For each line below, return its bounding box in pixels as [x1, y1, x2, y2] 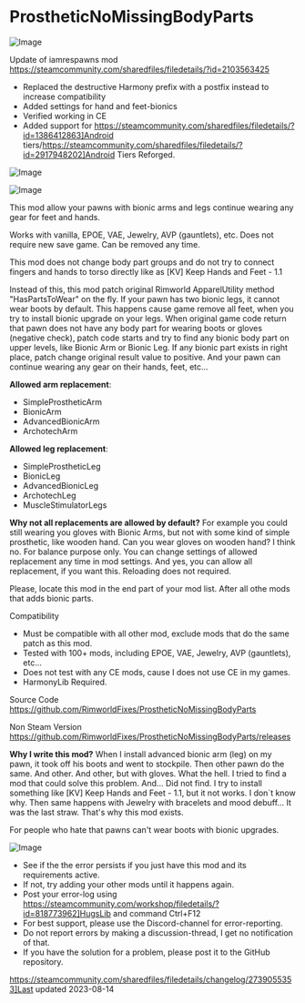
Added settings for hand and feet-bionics [22, 100, 178, 111]
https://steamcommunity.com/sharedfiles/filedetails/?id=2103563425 [9, 64, 270, 75]
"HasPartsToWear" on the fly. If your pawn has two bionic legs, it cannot [9, 293, 280, 304]
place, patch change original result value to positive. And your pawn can [9, 351, 280, 362]
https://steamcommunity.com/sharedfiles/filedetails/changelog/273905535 [9, 974, 292, 985]
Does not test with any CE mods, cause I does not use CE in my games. [22, 666, 291, 677]
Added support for [22, 120, 93, 131]
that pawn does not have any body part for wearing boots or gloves [9, 322, 262, 333]
